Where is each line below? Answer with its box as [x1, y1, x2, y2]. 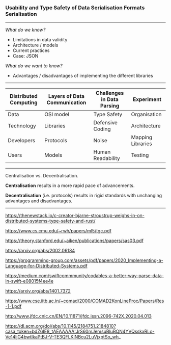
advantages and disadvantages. [5, 198, 73, 204]
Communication [46, 99, 87, 106]
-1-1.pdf [5, 303, 22, 309]
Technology [8, 122, 37, 129]
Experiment [132, 96, 162, 103]
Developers [8, 137, 36, 144]
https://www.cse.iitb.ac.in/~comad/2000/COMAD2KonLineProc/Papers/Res [5, 298, 164, 304]
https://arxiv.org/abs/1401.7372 [5, 288, 71, 294]
